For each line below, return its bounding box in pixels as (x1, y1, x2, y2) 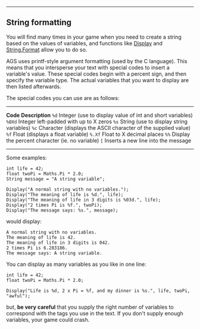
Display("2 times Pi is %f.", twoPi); (6, 202, 102, 208)
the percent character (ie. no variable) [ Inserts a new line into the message (6, 136, 192, 144)
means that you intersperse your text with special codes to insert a (6, 64, 170, 71)
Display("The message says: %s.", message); (6, 207, 118, 213)
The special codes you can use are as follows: (6, 94, 120, 101)
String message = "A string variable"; (6, 176, 105, 182)
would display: (6, 218, 42, 225)
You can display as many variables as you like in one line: (6, 260, 147, 268)
